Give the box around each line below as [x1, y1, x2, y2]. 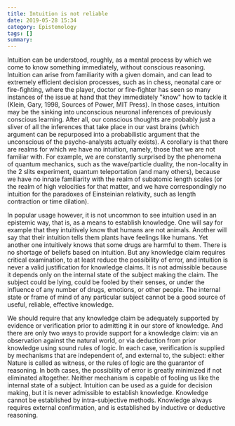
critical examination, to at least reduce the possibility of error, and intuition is [7, 255, 228, 264]
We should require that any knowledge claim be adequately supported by [7, 314, 220, 323]
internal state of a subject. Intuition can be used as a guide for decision [7, 381, 213, 390]
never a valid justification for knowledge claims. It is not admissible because [7, 263, 227, 272]
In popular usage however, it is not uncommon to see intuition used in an [7, 211, 217, 220]
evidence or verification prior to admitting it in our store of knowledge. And [7, 321, 223, 330]
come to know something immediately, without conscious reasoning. [7, 63, 206, 72]
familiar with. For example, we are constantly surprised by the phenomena [7, 152, 222, 161]
